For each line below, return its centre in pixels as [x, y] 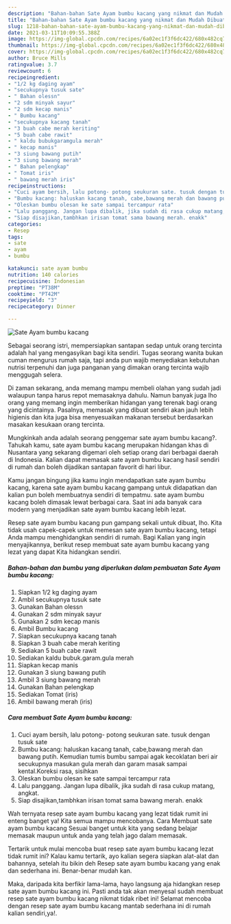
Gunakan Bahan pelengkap [56, 686]
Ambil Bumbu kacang [48, 628]
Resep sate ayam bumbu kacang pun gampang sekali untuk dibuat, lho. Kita [115, 523]
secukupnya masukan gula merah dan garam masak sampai [102, 763]
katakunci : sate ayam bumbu [48, 268]
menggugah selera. [35, 374]
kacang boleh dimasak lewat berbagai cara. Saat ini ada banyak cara [105, 502]
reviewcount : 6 [29, 71]
